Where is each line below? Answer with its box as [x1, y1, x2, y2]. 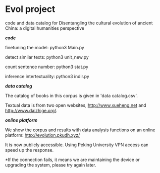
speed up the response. [5, 147, 53, 153]
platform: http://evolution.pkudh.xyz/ [5, 132, 80, 138]
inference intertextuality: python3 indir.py [5, 73, 90, 79]
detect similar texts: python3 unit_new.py [5, 54, 89, 60]
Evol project [5, 3, 55, 15]
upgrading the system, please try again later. [5, 162, 97, 168]
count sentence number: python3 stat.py [5, 64, 89, 70]
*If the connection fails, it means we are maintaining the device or [5, 157, 140, 163]
